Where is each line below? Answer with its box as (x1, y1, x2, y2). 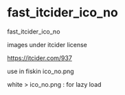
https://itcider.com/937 (7, 53, 72, 62)
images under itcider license (7, 40, 88, 49)
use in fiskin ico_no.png (7, 67, 74, 75)
